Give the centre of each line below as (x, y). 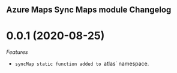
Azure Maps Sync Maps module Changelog (89, 10)
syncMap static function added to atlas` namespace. (82, 64)
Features (17, 52)
